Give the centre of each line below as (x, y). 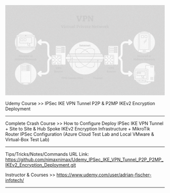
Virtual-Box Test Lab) (27, 139)
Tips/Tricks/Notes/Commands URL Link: (47, 154)
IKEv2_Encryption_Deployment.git (41, 165)
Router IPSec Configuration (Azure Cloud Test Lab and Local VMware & (80, 134)
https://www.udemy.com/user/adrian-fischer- (104, 175)
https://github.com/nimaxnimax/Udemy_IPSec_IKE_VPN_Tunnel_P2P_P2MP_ (84, 159)
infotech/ (15, 180)
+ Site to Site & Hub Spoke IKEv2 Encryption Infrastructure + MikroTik (78, 128)
